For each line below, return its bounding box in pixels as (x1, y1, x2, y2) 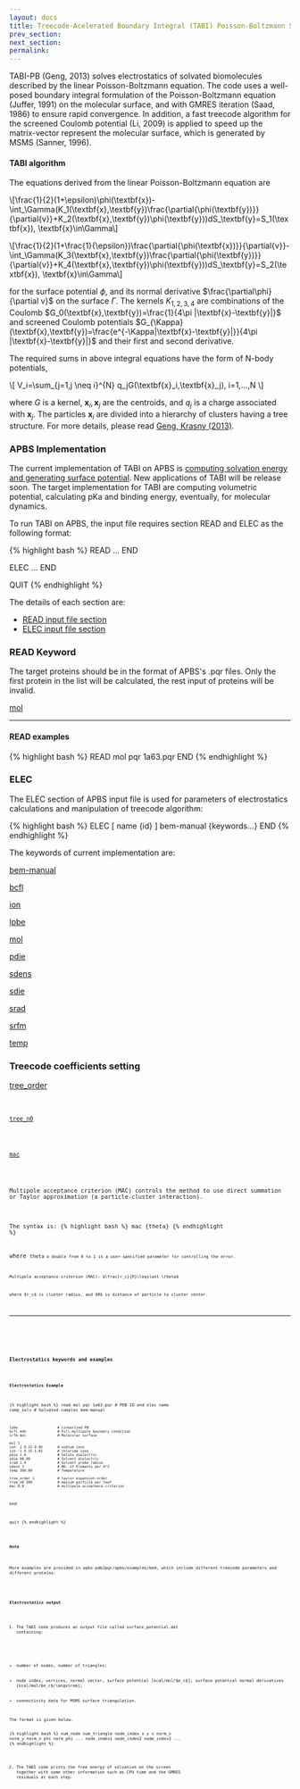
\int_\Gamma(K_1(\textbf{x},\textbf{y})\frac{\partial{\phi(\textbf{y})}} (9, 204, 260, 215)
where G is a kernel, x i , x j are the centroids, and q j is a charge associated (9, 397, 277, 410)
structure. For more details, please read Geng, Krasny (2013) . (9, 420, 235, 431)
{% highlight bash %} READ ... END (9, 545, 138, 556)
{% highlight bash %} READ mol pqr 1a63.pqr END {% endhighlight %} (9, 751, 268, 761)
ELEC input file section (21, 624, 105, 635)
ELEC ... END (9, 562, 57, 573)
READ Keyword (9, 645, 77, 658)
